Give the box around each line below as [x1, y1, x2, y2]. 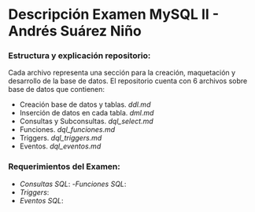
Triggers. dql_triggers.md [19, 133, 102, 143]
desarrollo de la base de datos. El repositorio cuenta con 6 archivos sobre [8, 76, 248, 86]
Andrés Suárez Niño [8, 22, 142, 40]
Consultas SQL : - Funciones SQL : [19, 179, 127, 188]
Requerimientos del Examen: [8, 161, 120, 172]
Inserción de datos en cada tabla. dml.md [19, 108, 154, 118]
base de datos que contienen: [8, 85, 105, 94]
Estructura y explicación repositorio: [8, 50, 151, 61]
